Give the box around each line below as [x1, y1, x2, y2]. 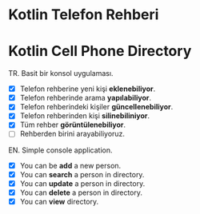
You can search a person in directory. [19, 169, 145, 179]
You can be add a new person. [19, 160, 122, 170]
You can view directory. [19, 196, 98, 206]
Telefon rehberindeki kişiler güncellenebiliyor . [19, 102, 174, 112]
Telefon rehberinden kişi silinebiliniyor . [19, 111, 150, 121]
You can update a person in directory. [19, 178, 146, 188]
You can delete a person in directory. [19, 188, 142, 197]
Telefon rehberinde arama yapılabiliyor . [19, 93, 152, 103]
